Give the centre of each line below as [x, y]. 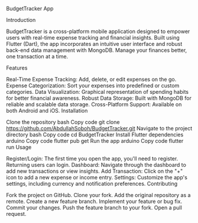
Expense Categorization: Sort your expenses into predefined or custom [93, 86]
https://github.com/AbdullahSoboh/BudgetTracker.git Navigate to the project [99, 128]
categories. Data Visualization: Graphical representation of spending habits [98, 92]
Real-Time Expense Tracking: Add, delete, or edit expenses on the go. [91, 79]
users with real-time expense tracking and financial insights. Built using [93, 37]
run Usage [19, 147]
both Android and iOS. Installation [47, 111]
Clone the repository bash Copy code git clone [63, 122]
